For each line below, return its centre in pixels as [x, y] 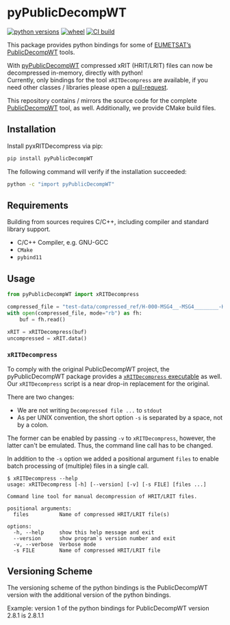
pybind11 [29, 258]
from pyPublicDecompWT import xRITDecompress [73, 295]
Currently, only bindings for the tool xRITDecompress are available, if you [107, 79]
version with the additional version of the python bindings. [89, 595]
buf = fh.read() [43, 319]
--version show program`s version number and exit [94, 538]
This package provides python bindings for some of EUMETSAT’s [99, 45]
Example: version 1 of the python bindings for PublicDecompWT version [108, 609]
